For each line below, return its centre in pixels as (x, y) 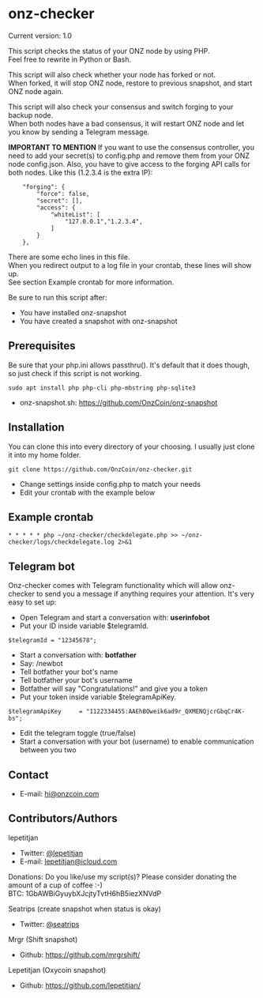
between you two (48, 750)
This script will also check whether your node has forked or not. (112, 74)
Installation (36, 427)
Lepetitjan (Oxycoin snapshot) (57, 970)
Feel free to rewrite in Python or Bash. (70, 59)
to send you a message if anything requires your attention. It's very (146, 594)
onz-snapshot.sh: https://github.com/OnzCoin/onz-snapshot (118, 402)
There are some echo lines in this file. (69, 257)
